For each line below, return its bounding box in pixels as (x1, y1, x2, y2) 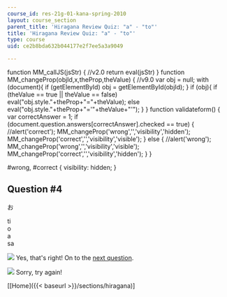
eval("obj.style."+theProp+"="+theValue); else (7, 98, 140, 106)
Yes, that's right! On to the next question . (15, 253, 134, 262)
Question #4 (7, 183, 63, 196)
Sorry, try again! (15, 268, 63, 276)
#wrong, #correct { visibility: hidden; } (7, 164, 117, 171)
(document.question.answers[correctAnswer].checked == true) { (7, 120, 194, 128)
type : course (7, 36, 45, 43)
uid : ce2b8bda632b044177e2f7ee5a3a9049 (7, 43, 124, 50)
